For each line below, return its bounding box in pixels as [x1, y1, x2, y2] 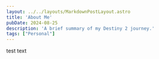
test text [6, 47, 27, 54]
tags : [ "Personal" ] [6, 31, 55, 37]
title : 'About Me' [6, 14, 52, 20]
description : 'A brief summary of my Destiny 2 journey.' [6, 25, 155, 32]
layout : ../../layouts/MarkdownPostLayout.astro [6, 8, 131, 15]
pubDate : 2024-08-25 [6, 20, 58, 26]
